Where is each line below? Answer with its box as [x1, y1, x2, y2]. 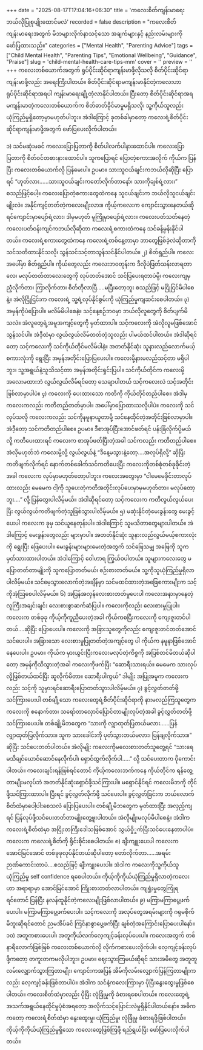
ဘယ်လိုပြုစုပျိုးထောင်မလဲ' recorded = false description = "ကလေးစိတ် [6, 18, 177, 26]
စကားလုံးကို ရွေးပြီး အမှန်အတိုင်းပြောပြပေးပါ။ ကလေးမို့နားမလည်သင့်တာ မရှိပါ [6, 354, 190, 362]
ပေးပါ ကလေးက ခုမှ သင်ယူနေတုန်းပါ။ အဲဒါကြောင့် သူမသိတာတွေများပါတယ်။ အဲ [6, 519, 194, 527]
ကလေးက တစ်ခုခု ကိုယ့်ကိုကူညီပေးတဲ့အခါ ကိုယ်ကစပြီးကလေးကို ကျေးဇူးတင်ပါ [6, 613, 191, 621]
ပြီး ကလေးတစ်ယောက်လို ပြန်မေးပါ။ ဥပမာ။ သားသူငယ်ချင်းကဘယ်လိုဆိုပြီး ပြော [6, 166, 193, 173]
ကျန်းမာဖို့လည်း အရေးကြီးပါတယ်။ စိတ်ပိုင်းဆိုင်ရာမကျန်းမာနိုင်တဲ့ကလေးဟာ [6, 78, 182, 85]
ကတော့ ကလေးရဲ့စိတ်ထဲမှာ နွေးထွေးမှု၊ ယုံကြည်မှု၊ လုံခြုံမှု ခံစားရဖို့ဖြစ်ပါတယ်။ [6, 1014, 186, 1021]
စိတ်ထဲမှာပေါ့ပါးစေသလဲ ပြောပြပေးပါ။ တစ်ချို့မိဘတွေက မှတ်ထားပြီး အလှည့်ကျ [6, 802, 193, 809]
